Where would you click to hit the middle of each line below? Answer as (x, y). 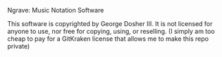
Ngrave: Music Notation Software (56, 10)
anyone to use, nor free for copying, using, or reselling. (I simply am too (111, 31)
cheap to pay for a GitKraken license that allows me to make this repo (108, 39)
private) (19, 46)
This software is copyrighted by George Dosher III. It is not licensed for (110, 24)
